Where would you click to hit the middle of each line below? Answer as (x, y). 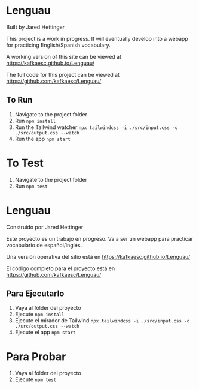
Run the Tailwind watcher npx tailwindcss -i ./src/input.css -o (96, 127)
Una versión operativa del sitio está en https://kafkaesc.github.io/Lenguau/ (98, 256)
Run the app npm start (42, 139)
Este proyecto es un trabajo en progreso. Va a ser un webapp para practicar (99, 238)
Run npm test (31, 186)
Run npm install (35, 121)
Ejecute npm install (39, 314)
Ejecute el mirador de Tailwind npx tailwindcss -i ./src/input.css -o (102, 321)
